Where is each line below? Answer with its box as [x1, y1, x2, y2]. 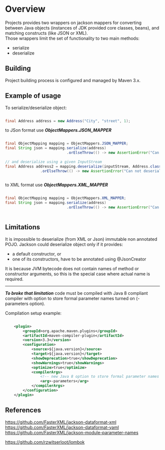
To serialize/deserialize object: [5, 105, 67, 111]
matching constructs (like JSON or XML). [5, 30, 88, 36]
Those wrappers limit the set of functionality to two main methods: [5, 35, 140, 41]
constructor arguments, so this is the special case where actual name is [5, 271, 150, 277]
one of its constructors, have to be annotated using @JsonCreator [12, 256, 146, 262]
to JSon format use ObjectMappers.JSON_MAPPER [5, 127, 112, 133]
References [5, 406, 41, 415]
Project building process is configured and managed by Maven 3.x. [5, 77, 141, 83]
